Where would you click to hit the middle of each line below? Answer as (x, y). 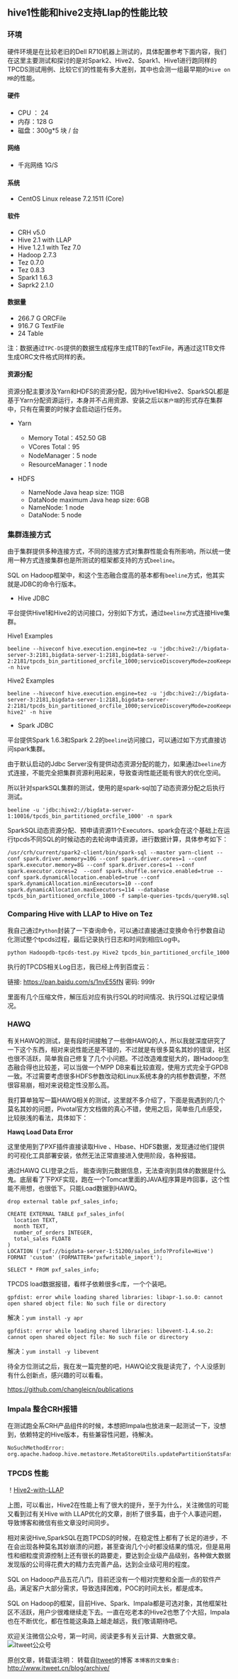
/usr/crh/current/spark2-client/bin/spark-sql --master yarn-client (110, 853)
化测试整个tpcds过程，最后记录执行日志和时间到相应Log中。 (96, 939)
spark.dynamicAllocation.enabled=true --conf (91, 877)
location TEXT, (36, 1220)
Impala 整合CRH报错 (42, 1409)
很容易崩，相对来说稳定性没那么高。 (60, 1085)
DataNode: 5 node (55, 515)
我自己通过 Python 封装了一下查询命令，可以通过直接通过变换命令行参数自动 (116, 930)
